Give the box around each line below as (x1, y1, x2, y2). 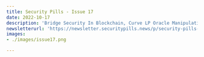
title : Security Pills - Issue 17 (6, 8, 94, 15)
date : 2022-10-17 (6, 14, 50, 20)
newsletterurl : (6, 25, 45, 32)
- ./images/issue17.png (6, 37, 67, 43)
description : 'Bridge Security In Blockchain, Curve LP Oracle (6, 20, 170, 26)
